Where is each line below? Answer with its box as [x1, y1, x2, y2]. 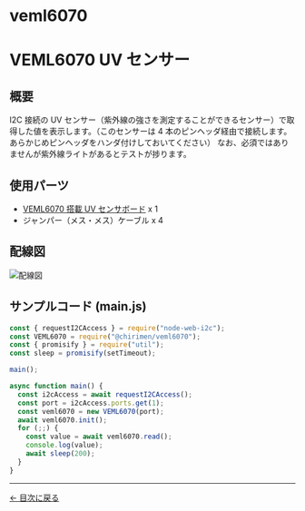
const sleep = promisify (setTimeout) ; [9, 349, 156, 359]
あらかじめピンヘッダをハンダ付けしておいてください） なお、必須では [9, 137, 274, 148]
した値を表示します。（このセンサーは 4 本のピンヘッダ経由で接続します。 [16, 126, 292, 137]
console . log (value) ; [25, 441, 103, 450]
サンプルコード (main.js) [9, 299, 147, 314]
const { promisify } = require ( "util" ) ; [9, 340, 165, 349]
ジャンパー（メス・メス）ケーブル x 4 [22, 215, 163, 225]
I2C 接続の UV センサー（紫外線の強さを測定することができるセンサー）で [9, 114, 288, 125]
